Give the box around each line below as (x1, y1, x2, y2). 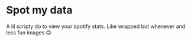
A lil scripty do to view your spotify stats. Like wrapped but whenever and (6, 23, 186, 30)
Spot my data (6, 3, 73, 17)
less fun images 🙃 (6, 29, 52, 36)
